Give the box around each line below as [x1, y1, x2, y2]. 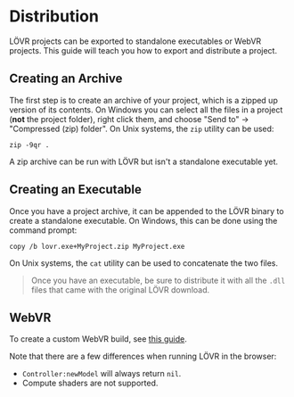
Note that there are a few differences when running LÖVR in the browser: [9, 351, 277, 362]
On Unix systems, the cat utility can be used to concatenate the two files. [9, 257, 279, 269]
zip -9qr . [9, 140, 50, 149]
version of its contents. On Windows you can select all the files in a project [9, 104, 283, 115]
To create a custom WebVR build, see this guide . [9, 334, 187, 344]
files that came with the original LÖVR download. [30, 284, 210, 295]
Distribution [9, 6, 100, 27]
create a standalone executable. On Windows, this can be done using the [9, 215, 278, 226]
